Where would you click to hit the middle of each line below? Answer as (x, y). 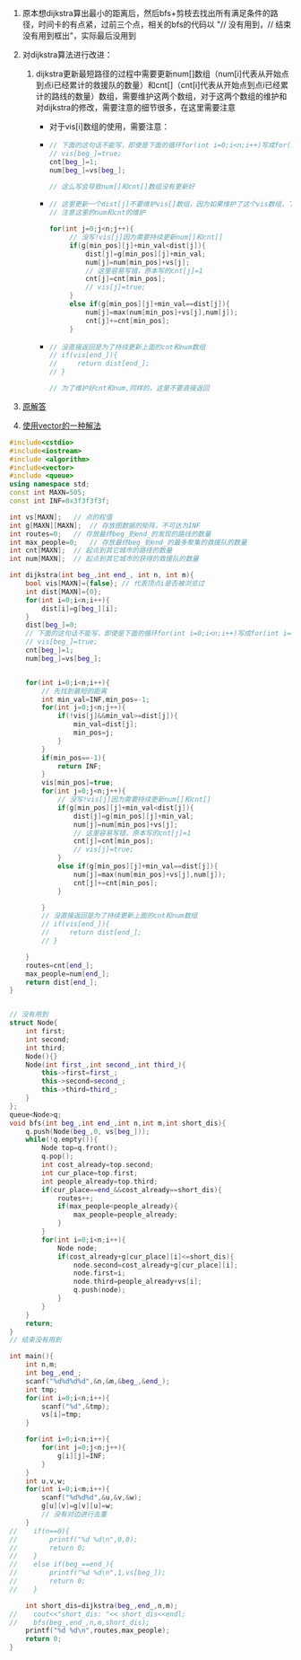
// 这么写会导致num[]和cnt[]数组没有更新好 (122, 187)
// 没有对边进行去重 (74, 1515)
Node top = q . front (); (80, 1148)
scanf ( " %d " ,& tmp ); (76, 1406)
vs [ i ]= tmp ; (62, 1415)
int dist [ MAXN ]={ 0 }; (64, 592)
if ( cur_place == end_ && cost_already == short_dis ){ (132, 1190)
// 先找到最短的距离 (74, 691)
